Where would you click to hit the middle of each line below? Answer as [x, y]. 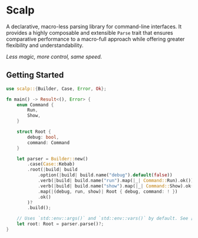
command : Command [48, 143]
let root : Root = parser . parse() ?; [60, 224]
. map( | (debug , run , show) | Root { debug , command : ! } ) [108, 192]
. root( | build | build [52, 170]
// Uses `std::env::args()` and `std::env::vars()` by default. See [103, 219]
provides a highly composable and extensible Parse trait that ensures [90, 32]
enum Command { [35, 105]
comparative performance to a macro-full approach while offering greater [95, 39]
